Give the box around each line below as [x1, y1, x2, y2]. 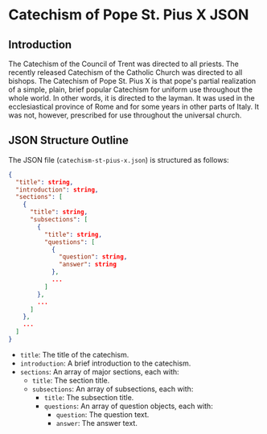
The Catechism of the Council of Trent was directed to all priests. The [8, 59, 239, 68]
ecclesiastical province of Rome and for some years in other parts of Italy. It [8, 102, 260, 111]
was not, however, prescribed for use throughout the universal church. [8, 110, 242, 120]
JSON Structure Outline [8, 134, 129, 147]
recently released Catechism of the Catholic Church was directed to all [8, 68, 243, 77]
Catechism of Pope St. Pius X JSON [8, 6, 249, 24]
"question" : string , [59, 253, 128, 261]
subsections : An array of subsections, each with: [31, 384, 194, 394]
